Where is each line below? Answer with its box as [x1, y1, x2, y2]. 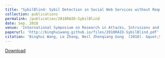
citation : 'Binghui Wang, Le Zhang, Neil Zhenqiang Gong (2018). [5, 35, 144, 39]
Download [5, 47, 26, 54]
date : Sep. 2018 [5, 20, 38, 26]
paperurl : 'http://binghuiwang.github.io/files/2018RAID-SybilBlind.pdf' [5, 30, 160, 35]
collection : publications [5, 12, 58, 17]
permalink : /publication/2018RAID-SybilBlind [5, 16, 100, 21]
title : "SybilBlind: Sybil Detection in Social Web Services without [5, 7, 151, 12]
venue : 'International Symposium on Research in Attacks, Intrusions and [5, 25, 160, 30]
